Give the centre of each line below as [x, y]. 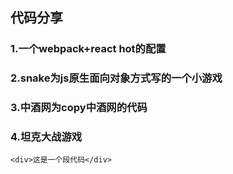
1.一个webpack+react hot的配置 [88, 49]
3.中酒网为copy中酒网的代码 [79, 108]
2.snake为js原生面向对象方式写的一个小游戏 [116, 78]
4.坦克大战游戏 [46, 137]
